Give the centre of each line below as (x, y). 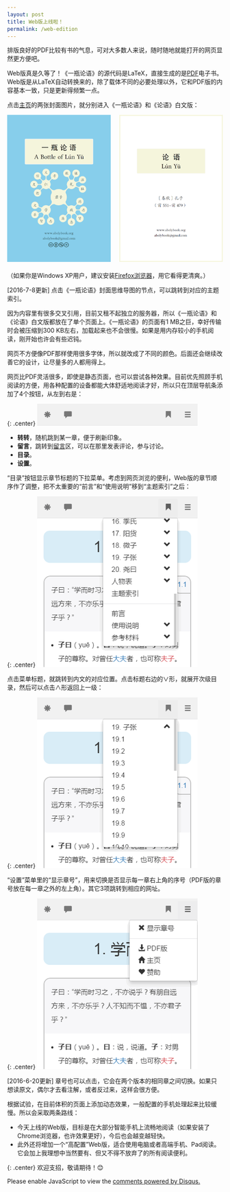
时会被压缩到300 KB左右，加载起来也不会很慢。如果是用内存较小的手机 (107, 330)
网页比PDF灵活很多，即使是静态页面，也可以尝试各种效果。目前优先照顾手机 (115, 377)
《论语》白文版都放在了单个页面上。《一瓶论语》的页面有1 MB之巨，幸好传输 (114, 322)
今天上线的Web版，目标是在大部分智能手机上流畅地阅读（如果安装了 (113, 1127)
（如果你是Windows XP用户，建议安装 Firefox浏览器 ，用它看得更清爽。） (108, 275)
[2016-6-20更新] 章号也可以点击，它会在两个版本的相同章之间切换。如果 (109, 1081)
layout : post (26, 14)
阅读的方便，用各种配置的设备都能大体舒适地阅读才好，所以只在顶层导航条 (112, 385)
